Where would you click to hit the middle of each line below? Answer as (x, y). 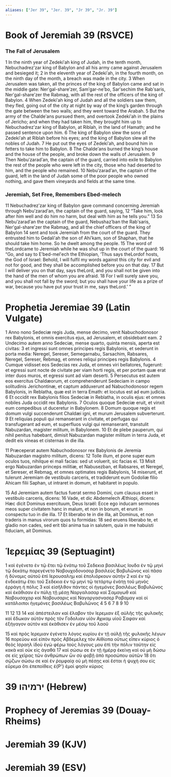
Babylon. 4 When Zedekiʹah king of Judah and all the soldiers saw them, (81, 100)
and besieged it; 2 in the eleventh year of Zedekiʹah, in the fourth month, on (84, 73)
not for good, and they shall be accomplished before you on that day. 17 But (84, 265)
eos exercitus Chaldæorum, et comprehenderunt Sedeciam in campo (78, 381)
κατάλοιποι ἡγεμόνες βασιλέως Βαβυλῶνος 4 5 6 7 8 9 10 (67, 603)
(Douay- (133, 710)
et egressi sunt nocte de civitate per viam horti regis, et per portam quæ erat (85, 370)
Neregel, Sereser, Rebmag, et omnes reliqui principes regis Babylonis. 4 (81, 359)
